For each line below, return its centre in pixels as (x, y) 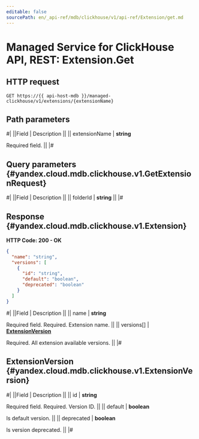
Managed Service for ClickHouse (90, 47)
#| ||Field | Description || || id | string (52, 395)
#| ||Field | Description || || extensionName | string (69, 134)
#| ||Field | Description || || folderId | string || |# (65, 198)
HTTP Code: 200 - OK (34, 240)
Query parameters (41, 164)
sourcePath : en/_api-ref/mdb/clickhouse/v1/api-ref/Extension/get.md (95, 17)
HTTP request (33, 82)
